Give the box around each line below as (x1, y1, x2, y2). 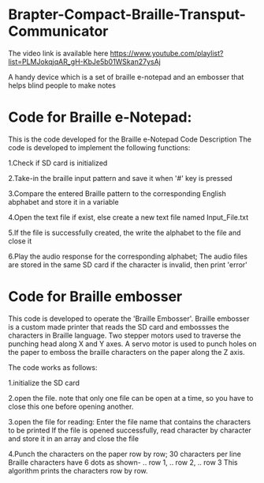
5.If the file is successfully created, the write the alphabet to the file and (8, 228, 242, 237)
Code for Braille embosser (8, 288, 183, 306)
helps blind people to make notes (8, 81, 117, 90)
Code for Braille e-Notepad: (8, 108, 192, 126)
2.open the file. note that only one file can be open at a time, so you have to (8, 393, 254, 402)
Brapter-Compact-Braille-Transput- (8, 6, 247, 24)
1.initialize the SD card (8, 378, 80, 387)
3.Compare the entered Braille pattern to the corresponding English (8, 188, 226, 198)
